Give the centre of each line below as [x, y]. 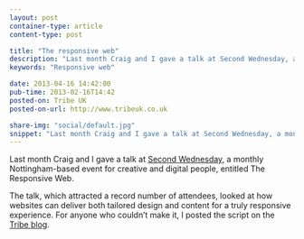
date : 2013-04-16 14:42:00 [60, 84]
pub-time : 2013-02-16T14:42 [62, 92]
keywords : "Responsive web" [62, 68]
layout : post [34, 18]
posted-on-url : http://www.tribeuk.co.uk [89, 109]
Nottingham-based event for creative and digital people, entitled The [137, 169]
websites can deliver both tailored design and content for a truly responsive [150, 206]
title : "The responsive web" [64, 51]
